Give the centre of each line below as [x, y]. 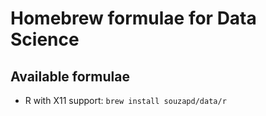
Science [45, 39]
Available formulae [70, 76]
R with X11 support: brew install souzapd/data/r [125, 100]
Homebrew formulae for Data [133, 18]
